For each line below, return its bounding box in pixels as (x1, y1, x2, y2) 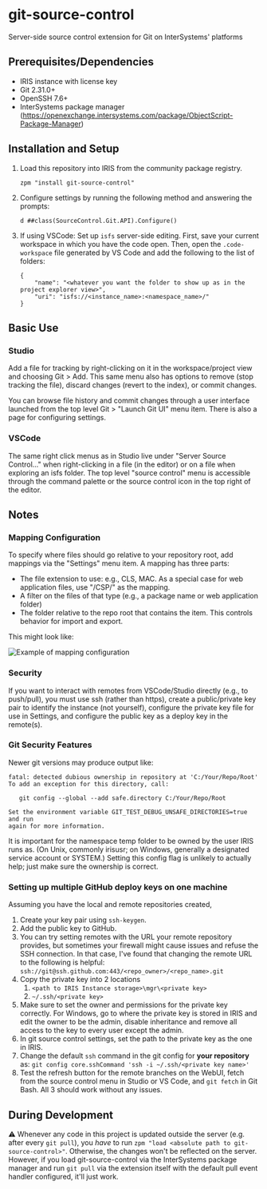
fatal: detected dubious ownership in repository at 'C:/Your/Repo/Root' (8, 773, 259, 781)
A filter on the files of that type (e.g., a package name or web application (19, 591, 259, 601)
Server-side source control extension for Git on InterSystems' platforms (8, 32, 243, 42)
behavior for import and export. (19, 617, 124, 626)
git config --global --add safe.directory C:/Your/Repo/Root (18, 793, 226, 802)
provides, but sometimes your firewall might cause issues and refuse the (19, 940, 259, 950)
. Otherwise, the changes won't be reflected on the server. (65, 1146, 257, 1155)
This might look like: (8, 632, 74, 642)
